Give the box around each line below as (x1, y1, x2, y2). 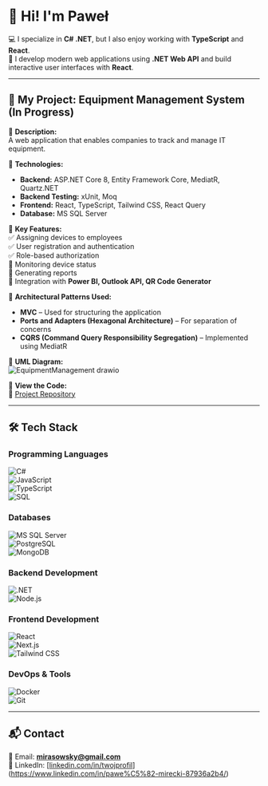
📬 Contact (8, 727, 65, 741)
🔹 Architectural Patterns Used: (8, 291, 112, 302)
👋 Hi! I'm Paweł (8, 7, 109, 26)
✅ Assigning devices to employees (8, 232, 123, 242)
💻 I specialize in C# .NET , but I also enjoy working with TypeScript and (8, 34, 244, 43)
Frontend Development (8, 614, 100, 625)
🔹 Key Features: (8, 223, 62, 234)
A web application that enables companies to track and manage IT (8, 135, 226, 144)
